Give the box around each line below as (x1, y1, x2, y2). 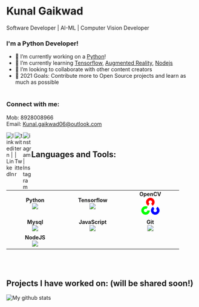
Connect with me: (6, 100, 60, 109)
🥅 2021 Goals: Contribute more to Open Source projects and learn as (15, 72, 186, 80)
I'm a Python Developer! (6, 39, 79, 48)
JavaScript (78, 218, 107, 226)
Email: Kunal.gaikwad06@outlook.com (6, 120, 102, 127)
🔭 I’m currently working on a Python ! (15, 53, 106, 60)
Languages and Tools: (31, 149, 117, 159)
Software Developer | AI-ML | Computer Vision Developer (6, 24, 149, 31)
